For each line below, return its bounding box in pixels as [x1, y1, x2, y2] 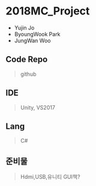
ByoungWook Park [14, 30, 61, 37]
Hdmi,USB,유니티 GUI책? [20, 173, 80, 181]
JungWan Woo [14, 37, 51, 44]
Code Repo [5, 54, 48, 64]
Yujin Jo [14, 24, 35, 31]
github [20, 70, 37, 78]
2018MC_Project [5, 4, 90, 18]
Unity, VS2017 [20, 104, 55, 111]
